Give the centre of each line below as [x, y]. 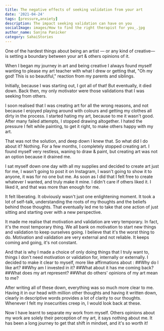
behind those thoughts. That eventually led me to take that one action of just [82, 207]
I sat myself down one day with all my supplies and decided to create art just [82, 166]
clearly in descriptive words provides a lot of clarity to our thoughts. [73, 298]
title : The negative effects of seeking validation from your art [74, 10]
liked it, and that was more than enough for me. [52, 187]
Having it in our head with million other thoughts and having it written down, [81, 293]
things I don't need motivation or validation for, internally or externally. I [77, 257]
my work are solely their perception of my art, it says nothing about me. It [79, 318]
